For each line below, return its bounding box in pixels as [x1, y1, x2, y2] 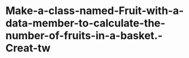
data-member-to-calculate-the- [5, 16, 166, 30]
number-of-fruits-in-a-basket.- [5, 29, 163, 42]
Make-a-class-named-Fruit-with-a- [5, 4, 184, 18]
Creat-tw [5, 42, 51, 55]
